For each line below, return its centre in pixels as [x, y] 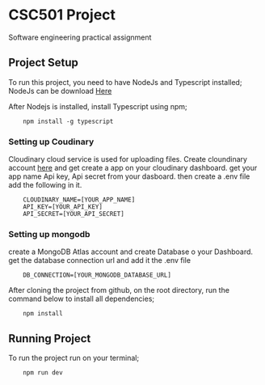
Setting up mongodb [49, 234]
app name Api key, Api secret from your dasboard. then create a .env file [129, 176]
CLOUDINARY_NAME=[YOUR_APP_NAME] [79, 200]
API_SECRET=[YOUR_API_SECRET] [74, 214]
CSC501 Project [62, 15]
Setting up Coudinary [51, 142]
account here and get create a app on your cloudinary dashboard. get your [133, 168]
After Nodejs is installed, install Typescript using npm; [98, 106]
